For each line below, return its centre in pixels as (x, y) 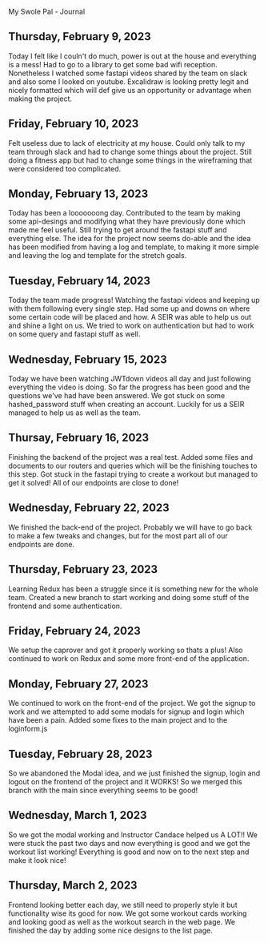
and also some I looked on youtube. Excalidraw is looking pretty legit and (129, 81)
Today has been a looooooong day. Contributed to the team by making (125, 213)
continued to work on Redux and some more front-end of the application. (129, 659)
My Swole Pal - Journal (47, 12)
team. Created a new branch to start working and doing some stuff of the (129, 597)
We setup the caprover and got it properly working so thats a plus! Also (126, 650)
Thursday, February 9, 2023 (80, 36)
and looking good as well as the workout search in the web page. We (122, 921)
